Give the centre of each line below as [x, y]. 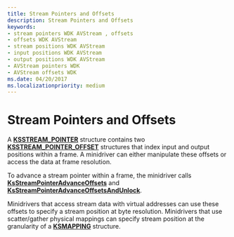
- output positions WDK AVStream [56, 60]
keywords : [22, 27]
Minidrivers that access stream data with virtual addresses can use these [113, 204]
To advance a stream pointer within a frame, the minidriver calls [99, 175]
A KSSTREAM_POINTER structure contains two [76, 140]
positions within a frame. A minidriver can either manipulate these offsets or [117, 154]
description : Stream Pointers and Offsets [70, 20]
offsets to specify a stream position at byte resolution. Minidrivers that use [115, 212]
